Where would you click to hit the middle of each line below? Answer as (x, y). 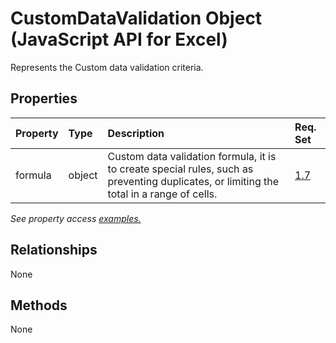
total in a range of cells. (162, 194)
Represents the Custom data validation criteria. (107, 67)
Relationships (54, 250)
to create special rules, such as (180, 169)
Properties (44, 98)
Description (136, 133)
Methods (39, 305)
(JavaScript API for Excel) (119, 39)
